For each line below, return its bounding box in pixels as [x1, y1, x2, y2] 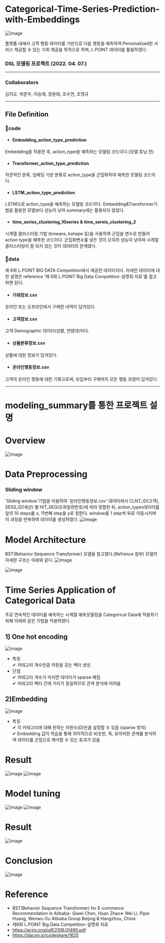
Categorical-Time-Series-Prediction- [5, 3, 160, 15]
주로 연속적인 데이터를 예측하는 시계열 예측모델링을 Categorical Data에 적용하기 [5, 612, 159, 617]
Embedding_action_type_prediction [12, 137, 87, 143]
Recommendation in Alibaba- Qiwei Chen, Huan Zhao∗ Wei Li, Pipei [12, 910, 150, 916]
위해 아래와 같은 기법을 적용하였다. [5, 618, 71, 624]
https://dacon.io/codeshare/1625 [12, 932, 79, 938]
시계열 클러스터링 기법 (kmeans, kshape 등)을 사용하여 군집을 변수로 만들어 [5, 230, 150, 236]
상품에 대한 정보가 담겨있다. [5, 352, 58, 358]
